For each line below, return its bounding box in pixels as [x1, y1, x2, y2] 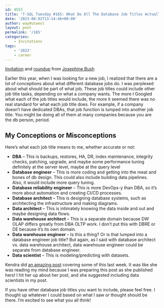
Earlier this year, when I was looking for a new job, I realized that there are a [5, 75, 158, 81]
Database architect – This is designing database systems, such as [12, 195, 146, 201]
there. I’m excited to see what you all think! [5, 297, 91, 303]
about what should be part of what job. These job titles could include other [5, 86, 155, 92]
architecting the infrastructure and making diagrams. [12, 200, 119, 206]
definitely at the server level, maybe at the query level [12, 164, 121, 170]
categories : [5, 35, 29, 40]
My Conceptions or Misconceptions [5, 131, 116, 139]
